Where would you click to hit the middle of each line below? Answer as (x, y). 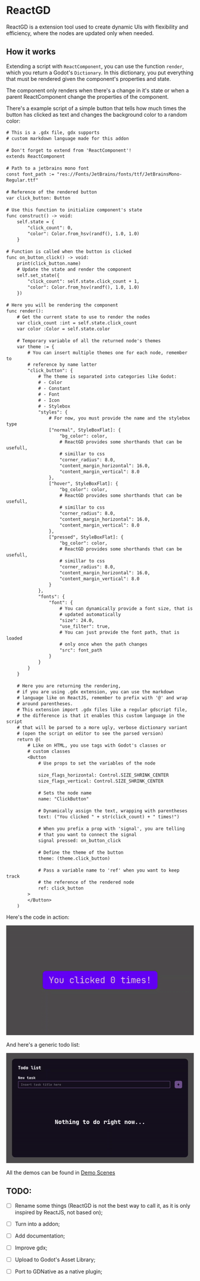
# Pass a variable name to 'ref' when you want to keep (109, 870)
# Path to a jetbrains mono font (48, 168)
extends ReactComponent (36, 156)
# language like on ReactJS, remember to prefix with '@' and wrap (102, 698)
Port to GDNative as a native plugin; (58, 1271)
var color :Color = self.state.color (64, 329)
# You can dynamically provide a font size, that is (126, 608)
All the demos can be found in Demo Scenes (61, 1173)
